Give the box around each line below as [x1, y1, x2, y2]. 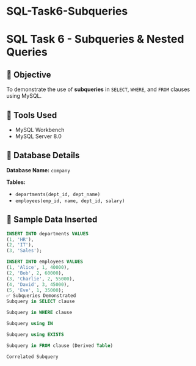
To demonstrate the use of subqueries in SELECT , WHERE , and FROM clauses [6, 86, 191, 93]
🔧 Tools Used [6, 110, 57, 120]
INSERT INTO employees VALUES [6, 258, 84, 265]
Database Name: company [6, 166, 70, 174]
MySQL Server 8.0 [15, 133, 62, 140]
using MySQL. [6, 92, 42, 100]
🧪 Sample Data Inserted [6, 214, 98, 225]
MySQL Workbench [15, 126, 65, 133]
